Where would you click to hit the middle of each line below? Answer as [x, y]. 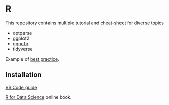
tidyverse [22, 49]
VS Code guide [21, 87]
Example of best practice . [32, 59]
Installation [23, 75]
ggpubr [20, 43]
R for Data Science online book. [39, 97]
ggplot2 [21, 38]
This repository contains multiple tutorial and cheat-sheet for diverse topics [85, 23]
